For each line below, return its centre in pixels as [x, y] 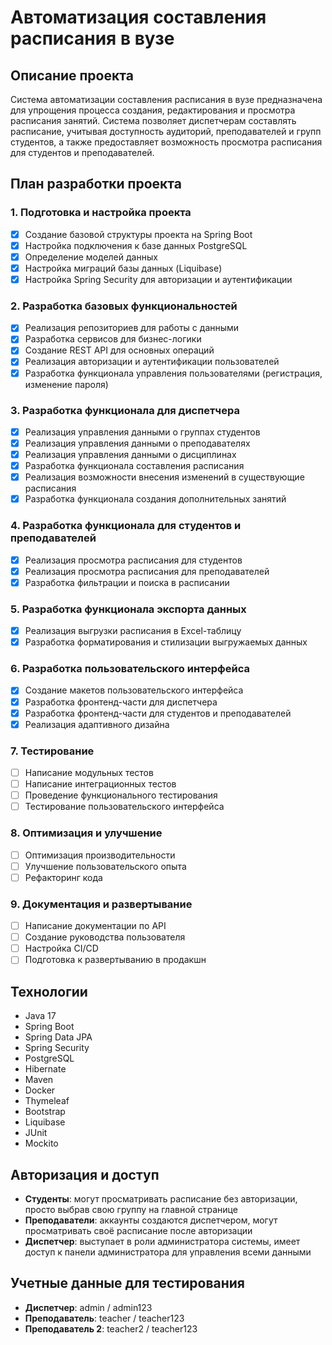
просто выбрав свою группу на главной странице [131, 1209]
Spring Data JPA [58, 1037]
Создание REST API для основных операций [119, 350]
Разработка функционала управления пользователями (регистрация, [173, 373]
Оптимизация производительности [100, 855]
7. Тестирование [52, 751]
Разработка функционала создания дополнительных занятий [155, 499]
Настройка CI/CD [61, 948]
